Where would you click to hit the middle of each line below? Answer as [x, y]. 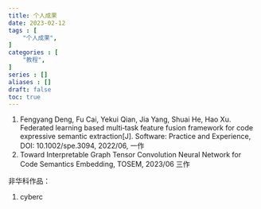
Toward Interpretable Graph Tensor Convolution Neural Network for [130, 155]
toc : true [25, 97]
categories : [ [33, 52]
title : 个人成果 [33, 15]
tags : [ [23, 30]
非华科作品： [29, 181]
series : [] [28, 75]
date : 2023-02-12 [37, 23]
